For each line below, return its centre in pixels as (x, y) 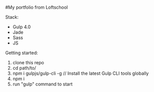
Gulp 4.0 (22, 27)
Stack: (12, 17)
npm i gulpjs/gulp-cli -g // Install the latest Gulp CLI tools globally (81, 73)
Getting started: (22, 53)
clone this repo (28, 62)
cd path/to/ (24, 68)
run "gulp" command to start (42, 84)
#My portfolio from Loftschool (37, 7)
